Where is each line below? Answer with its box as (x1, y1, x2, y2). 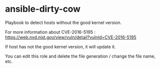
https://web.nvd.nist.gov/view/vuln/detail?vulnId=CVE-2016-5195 (5, 34, 137, 40)
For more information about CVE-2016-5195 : (5, 29, 96, 35)
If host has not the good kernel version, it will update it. (5, 44, 116, 49)
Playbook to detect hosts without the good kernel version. (5, 20, 122, 25)
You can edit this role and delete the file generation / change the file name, (5, 53, 156, 59)
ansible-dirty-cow (5, 3, 81, 15)
